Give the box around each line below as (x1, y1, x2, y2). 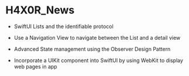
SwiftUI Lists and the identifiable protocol (13, 23, 114, 30)
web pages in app (13, 63, 57, 70)
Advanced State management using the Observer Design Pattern (13, 45, 171, 53)
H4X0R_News (5, 4, 75, 17)
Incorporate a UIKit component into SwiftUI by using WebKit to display (13, 57, 184, 64)
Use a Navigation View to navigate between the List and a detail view (13, 34, 181, 41)
